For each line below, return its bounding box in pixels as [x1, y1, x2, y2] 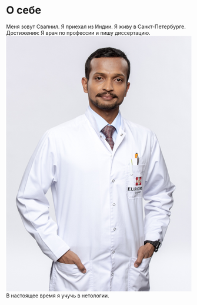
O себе [6, 4, 42, 17]
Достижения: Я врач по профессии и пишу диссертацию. [6, 29, 151, 36]
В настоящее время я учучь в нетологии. [6, 292, 109, 299]
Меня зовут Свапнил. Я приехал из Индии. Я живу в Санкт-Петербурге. [6, 23, 186, 30]
